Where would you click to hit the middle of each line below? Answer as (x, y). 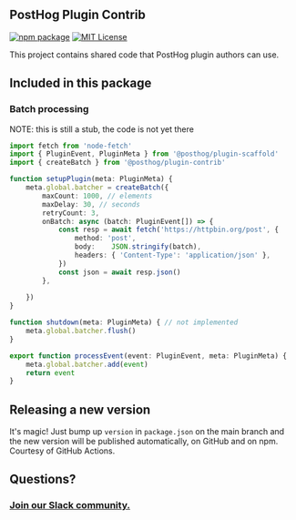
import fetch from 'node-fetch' (71, 146)
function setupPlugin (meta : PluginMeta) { (91, 179)
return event (51, 372)
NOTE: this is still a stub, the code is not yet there (102, 129)
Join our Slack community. (70, 505)
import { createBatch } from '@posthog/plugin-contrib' (117, 163)
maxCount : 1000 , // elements (97, 196)
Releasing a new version (80, 409)
